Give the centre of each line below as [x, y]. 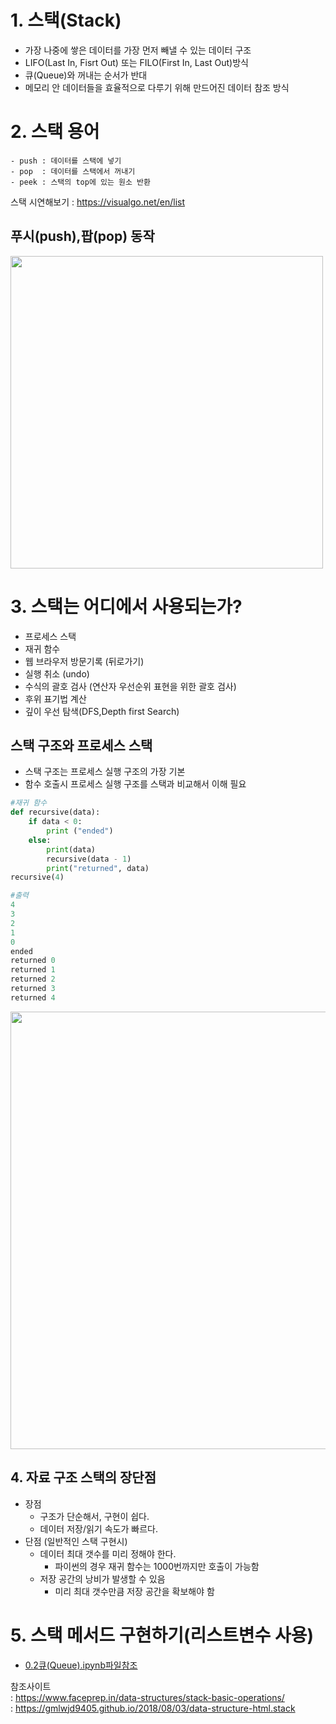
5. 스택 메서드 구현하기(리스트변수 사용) [162, 1635]
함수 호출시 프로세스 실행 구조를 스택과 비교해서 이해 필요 [135, 784]
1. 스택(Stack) [66, 20]
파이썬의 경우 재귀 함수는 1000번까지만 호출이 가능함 [157, 1566]
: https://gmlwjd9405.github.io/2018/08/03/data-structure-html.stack [153, 1708]
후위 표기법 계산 [55, 698]
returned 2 [33, 979]
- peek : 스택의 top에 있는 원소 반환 [80, 182]
